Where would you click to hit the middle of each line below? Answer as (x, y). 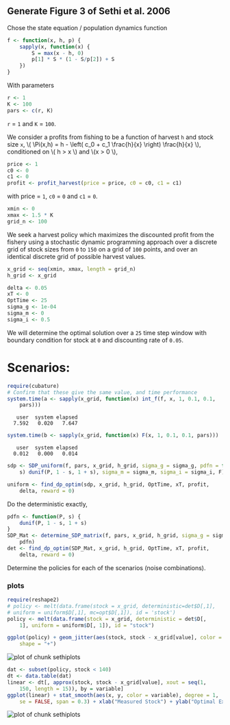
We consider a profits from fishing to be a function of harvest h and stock (110, 137)
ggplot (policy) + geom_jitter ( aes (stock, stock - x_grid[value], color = (115, 638)
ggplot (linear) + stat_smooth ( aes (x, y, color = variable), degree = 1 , (113, 695)
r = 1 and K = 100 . (31, 123)
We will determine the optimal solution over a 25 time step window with (107, 332)
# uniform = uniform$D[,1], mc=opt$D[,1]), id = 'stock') (91, 613)
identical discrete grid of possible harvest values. (76, 256)
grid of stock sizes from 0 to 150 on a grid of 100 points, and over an (102, 249)
